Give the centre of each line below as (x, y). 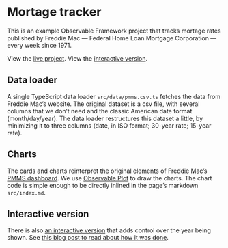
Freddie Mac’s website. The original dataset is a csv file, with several (103, 104)
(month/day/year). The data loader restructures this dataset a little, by (105, 118)
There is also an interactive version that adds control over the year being (109, 230)
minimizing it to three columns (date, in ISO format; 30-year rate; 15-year (109, 125)
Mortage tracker (54, 12)
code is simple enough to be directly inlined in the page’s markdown (103, 185)
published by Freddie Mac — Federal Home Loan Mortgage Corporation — (112, 38)
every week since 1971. (39, 45)
